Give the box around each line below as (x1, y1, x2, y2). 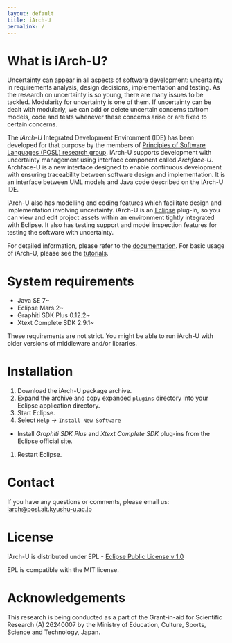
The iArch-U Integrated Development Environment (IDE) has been (7, 133, 195, 142)
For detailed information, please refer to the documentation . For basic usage (7, 242, 225, 250)
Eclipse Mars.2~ (17, 303, 64, 312)
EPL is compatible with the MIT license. (7, 566, 119, 574)
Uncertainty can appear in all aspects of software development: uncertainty (7, 76, 223, 84)
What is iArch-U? (7, 53, 108, 69)
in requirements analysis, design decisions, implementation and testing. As (7, 83, 220, 92)
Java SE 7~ (17, 297, 50, 305)
